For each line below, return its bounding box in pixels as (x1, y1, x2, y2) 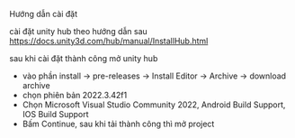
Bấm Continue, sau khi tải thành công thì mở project (22, 118, 215, 129)
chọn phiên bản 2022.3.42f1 (22, 90, 128, 100)
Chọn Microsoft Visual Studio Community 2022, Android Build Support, (22, 99, 286, 110)
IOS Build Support (22, 109, 89, 119)
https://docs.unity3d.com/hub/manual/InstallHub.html (9, 36, 209, 46)
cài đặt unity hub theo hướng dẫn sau (9, 26, 148, 36)
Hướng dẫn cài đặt (9, 9, 78, 19)
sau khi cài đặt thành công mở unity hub (9, 53, 158, 63)
